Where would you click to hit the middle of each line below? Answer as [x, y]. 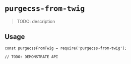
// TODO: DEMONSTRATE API [31, 57]
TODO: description [36, 21]
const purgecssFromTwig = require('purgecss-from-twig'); [66, 48]
